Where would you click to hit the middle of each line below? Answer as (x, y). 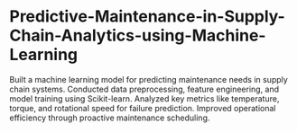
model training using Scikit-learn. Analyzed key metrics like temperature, (144, 98)
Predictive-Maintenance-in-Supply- (148, 17)
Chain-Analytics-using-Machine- (138, 35)
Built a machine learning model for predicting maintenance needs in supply (149, 79)
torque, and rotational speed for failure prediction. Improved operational (143, 108)
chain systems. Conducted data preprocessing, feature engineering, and (144, 89)
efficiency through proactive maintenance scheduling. (110, 118)
